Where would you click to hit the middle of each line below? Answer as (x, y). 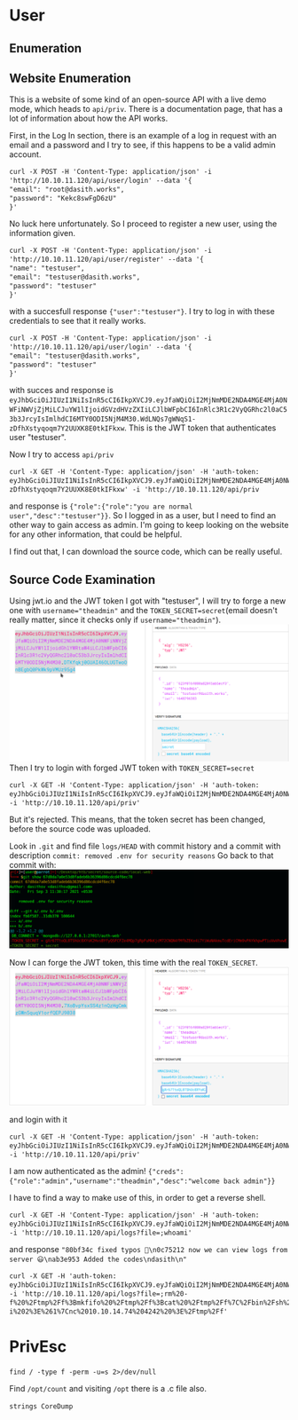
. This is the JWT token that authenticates (200, 428)
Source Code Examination (82, 579)
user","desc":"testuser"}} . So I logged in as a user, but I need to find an (143, 516)
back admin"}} (249, 1181)
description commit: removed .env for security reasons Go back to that (141, 855)
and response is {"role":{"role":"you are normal (101, 506)
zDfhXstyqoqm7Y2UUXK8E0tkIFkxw (67, 429)
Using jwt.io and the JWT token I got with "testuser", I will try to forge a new (148, 601)
